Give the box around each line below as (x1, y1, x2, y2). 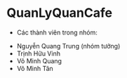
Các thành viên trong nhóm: (16, 28, 98, 37)
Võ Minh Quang (16, 56, 62, 65)
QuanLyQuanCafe (6, 5, 113, 21)
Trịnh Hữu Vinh (16, 49, 61, 58)
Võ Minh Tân (16, 64, 53, 72)
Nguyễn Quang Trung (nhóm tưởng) (16, 41, 121, 50)
